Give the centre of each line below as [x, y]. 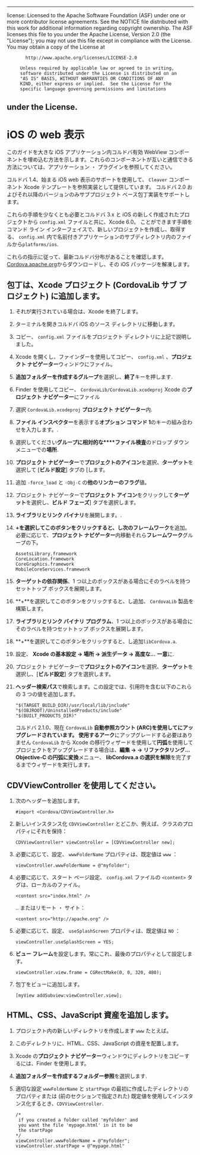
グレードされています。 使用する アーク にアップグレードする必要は [101, 735]
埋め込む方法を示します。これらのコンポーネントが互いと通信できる [110, 160]
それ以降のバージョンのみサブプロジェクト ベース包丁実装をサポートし [103, 194]
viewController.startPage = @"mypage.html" [70, 1146]
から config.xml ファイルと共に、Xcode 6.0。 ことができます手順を [109, 222]
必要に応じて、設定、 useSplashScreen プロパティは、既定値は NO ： [98, 930]
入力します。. [42, 430]
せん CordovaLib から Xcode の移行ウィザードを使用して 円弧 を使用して [107, 742]
